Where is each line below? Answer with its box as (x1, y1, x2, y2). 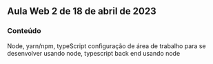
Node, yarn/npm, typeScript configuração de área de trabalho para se (7, 41, 206, 50)
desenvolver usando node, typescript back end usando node (7, 49, 181, 57)
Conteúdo (7, 26, 41, 36)
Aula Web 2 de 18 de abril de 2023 (7, 6, 156, 17)
